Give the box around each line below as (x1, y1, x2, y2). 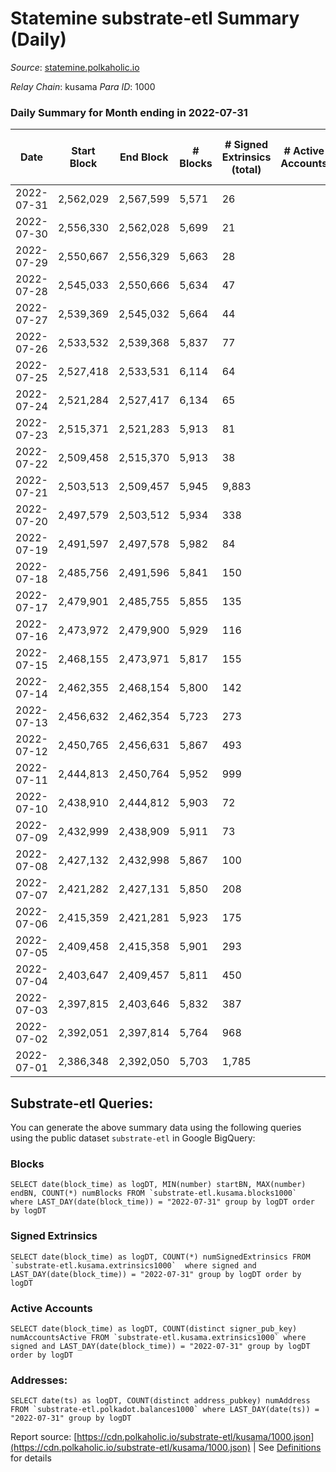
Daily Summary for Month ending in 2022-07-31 (10, 105, 248, 119)
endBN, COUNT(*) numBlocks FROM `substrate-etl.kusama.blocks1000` (10, 1188, 298, 1199)
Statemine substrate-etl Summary (10, 7, 300, 30)
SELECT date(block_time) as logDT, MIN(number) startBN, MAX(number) (10, 1180, 307, 1190)
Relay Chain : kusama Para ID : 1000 (10, 80, 156, 92)
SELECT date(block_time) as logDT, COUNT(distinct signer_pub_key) (10, 1323, 298, 1334)
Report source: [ (10, 1431, 78, 1443)
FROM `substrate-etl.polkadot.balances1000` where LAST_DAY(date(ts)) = (10, 1405, 320, 1415)
